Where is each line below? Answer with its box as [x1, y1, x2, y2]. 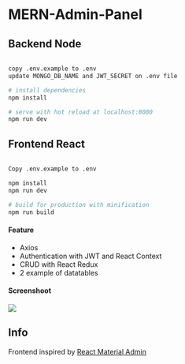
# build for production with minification [8, 201, 150, 208]
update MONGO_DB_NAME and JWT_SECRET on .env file [8, 72, 178, 80]
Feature [8, 225, 34, 235]
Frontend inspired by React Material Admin [8, 347, 147, 356]
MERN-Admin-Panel [8, 6, 143, 24]
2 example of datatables [19, 268, 98, 277]
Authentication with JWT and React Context [19, 251, 162, 261]
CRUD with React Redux [19, 259, 98, 269]
